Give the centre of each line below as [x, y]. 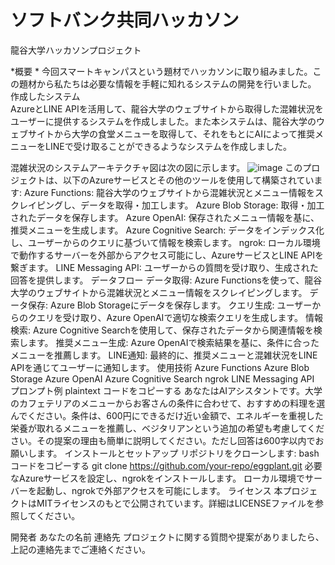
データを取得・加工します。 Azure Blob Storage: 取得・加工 [202, 205]
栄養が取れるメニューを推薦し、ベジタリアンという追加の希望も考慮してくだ [167, 428]
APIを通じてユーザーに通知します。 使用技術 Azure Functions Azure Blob [160, 367]
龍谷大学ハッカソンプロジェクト [76, 50]
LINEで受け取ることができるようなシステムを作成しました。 [168, 146]
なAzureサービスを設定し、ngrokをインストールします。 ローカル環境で [158, 478]
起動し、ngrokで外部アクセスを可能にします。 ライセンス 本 [159, 490]
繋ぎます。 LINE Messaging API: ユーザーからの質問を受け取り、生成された [164, 267]
